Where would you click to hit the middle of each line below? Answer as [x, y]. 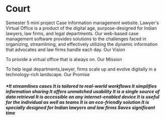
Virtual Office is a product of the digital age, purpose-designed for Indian [81, 28]
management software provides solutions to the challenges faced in [76, 39]
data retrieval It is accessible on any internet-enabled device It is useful [82, 97]
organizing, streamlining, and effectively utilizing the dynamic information [82, 44]
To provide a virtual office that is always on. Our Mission [64, 59]
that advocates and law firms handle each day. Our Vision [65, 49]
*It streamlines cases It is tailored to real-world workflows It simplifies [81, 86]
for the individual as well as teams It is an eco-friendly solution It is [77, 102]
